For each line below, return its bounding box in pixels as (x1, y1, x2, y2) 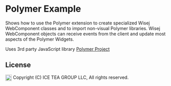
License (5, 61, 31, 69)
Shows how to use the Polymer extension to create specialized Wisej (5, 20, 150, 26)
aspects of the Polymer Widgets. (5, 36, 74, 42)
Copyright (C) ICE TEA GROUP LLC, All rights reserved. (12, 74, 129, 80)
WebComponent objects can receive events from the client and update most (5, 31, 166, 37)
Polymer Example (5, 3, 82, 15)
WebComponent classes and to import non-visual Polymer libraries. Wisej (5, 25, 161, 31)
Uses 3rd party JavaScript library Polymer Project (5, 46, 110, 52)
